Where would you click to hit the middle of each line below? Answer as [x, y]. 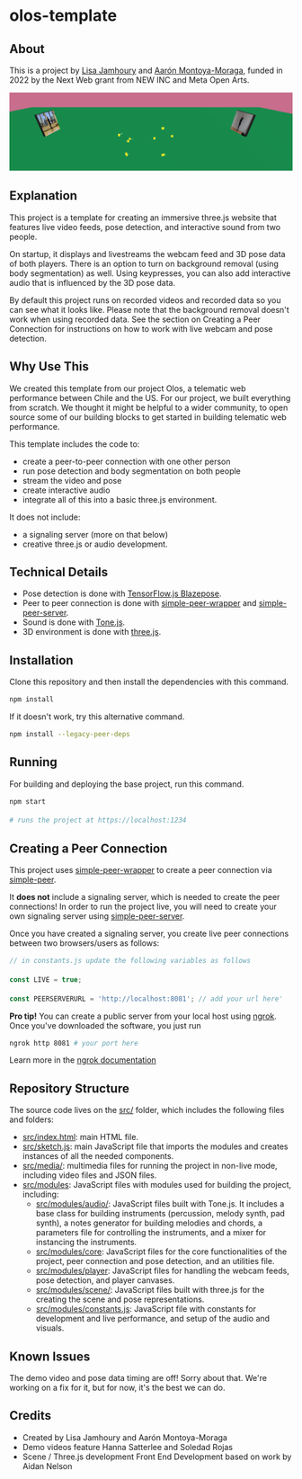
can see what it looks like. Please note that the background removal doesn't [149, 309]
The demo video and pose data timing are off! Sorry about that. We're [138, 1378]
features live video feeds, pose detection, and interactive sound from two [145, 227]
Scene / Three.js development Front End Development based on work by [157, 1457]
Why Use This [49, 366]
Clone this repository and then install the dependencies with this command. [149, 682]
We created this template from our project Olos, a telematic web [128, 388]
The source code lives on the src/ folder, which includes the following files [147, 1110]
